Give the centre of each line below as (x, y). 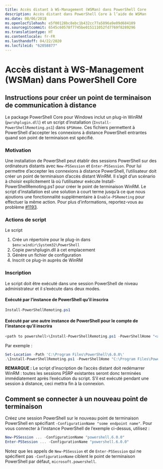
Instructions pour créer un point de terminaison (78, 98)
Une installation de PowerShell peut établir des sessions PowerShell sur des (81, 161)
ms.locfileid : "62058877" (31, 46)
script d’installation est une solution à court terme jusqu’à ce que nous (75, 192)
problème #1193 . (21, 207)
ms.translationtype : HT (29, 32)
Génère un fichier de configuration (47, 255)
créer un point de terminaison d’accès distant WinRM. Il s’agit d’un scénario (80, 176)
